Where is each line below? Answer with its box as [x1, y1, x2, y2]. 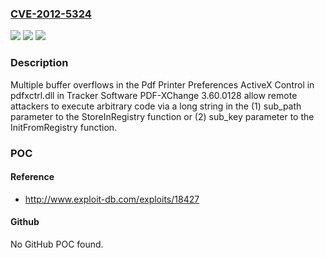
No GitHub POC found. [10, 238, 104, 250]
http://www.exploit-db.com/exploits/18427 [24, 193, 200, 205]
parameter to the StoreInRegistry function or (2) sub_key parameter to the [10, 110, 315, 122]
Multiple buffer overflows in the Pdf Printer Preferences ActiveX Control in [10, 78, 315, 91]
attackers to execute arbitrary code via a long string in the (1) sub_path [10, 100, 302, 112]
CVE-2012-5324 [10, 7, 92, 21]
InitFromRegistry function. [10, 121, 118, 133]
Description [10, 56, 69, 70]
